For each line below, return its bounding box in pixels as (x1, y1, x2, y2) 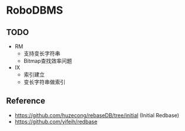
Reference (6, 96, 46, 106)
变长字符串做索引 (23, 78, 66, 85)
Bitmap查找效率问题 (23, 57, 72, 64)
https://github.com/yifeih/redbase (14, 118, 98, 125)
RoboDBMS (6, 4, 63, 17)
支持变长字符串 (23, 50, 60, 57)
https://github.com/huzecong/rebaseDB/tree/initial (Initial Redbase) (14, 111, 180, 119)
